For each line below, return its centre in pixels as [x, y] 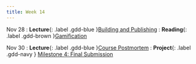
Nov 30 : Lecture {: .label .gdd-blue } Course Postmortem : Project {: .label [99, 48]
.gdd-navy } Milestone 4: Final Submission [60, 54]
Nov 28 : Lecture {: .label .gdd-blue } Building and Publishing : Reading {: [97, 29]
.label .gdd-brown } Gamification [47, 36]
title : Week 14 [26, 12]
